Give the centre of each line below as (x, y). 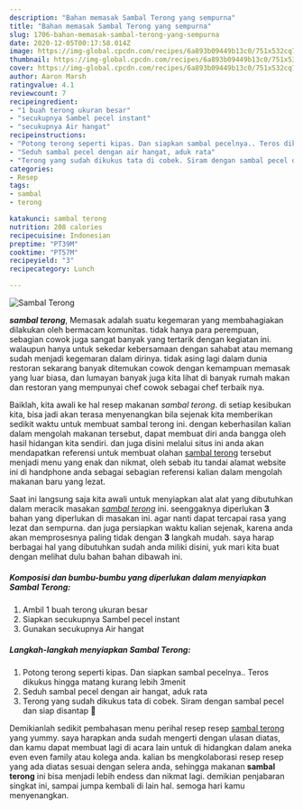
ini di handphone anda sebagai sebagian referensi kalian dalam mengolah (146, 472)
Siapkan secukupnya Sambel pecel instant (101, 619)
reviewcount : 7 (38, 93)
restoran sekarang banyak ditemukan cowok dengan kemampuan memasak (150, 368)
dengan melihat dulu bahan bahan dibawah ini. (96, 557)
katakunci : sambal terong (58, 219)
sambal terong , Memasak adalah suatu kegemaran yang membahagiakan (147, 320)
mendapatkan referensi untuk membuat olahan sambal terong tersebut (141, 453)
